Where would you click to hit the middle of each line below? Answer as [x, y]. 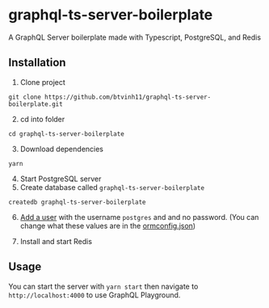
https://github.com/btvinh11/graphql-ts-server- [128, 97]
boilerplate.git [36, 104]
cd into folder [42, 119]
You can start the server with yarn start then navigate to [103, 286]
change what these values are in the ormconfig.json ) [108, 226]
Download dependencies [61, 149]
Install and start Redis [56, 241]
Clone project [43, 82]
